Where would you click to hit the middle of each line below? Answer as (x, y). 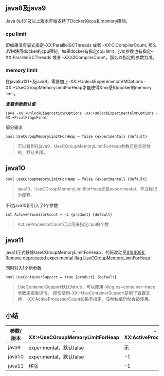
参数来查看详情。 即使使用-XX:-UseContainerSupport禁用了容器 (82, 293)
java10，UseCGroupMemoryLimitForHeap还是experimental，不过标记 (87, 189)
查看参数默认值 (20, 104)
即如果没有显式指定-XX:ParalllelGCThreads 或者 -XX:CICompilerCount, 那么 (81, 45)
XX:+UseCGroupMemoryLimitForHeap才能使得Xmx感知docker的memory (79, 88)
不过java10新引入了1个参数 (32, 206)
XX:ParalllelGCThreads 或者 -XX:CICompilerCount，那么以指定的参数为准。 (81, 58)
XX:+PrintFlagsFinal (27, 118)
